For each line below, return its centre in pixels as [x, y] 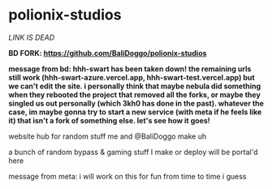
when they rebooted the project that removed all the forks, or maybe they [135, 94]
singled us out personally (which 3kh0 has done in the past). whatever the [136, 103]
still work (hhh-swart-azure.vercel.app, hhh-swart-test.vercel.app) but [132, 77]
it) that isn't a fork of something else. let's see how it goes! [110, 120]
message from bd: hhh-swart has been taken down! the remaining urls [130, 69]
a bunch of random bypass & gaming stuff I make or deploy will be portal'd [133, 152]
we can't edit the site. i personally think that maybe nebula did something [135, 86]
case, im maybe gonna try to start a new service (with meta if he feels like [135, 112]
